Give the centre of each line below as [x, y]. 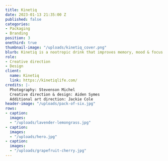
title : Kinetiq [21, 10]
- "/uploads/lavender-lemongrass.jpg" [51, 122]
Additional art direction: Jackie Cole [52, 99]
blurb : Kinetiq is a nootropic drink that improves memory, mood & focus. [85, 52]
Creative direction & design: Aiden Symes [55, 94]
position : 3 [18, 38]
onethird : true [21, 43]
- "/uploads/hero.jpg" [33, 137]
